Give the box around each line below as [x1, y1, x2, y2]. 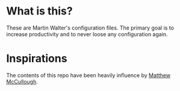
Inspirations [6, 52, 67, 66]
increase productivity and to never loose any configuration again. [6, 30, 168, 37]
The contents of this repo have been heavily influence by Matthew [6, 71, 170, 79]
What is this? [6, 4, 73, 18]
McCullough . [6, 78, 38, 85]
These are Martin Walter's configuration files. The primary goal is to [6, 24, 175, 31]
